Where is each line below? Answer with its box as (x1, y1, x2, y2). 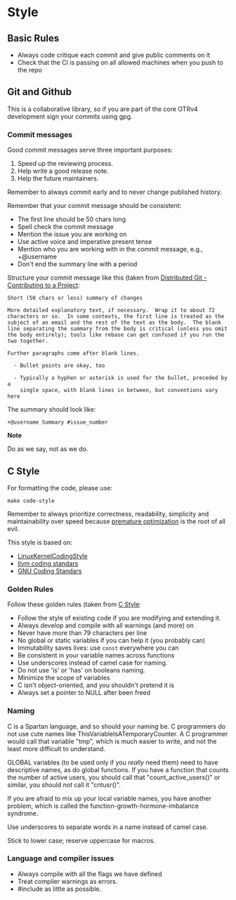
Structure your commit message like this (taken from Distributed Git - (7, 273, 207, 282)
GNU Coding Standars (17, 566, 82, 575)
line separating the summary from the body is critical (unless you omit (7, 325, 228, 332)
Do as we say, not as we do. (7, 445, 88, 453)
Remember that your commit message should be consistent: (7, 202, 182, 210)
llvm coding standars (17, 559, 79, 568)
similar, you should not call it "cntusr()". (7, 781, 122, 789)
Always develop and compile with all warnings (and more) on (17, 621, 195, 630)
